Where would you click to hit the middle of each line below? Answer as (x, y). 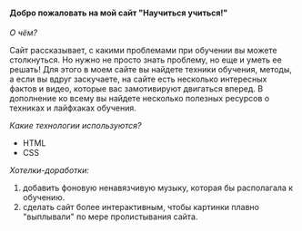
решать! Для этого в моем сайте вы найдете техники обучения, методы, (151, 70)
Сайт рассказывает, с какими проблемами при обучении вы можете (143, 51)
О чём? (24, 33)
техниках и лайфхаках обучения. (73, 108)
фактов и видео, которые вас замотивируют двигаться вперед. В (136, 89)
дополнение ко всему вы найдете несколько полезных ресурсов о (140, 99)
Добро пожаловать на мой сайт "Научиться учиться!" (119, 13)
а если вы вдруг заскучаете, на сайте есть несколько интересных (138, 79)
